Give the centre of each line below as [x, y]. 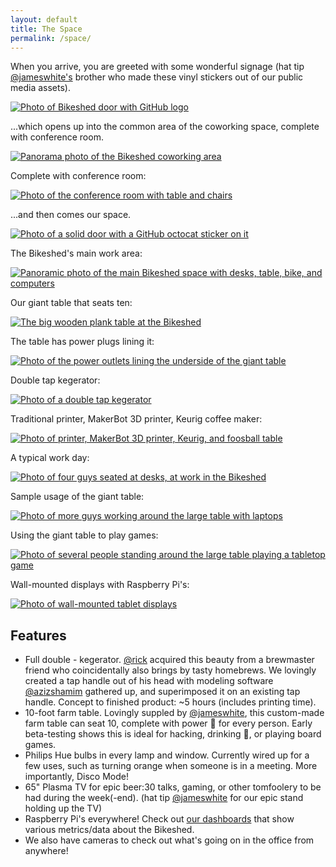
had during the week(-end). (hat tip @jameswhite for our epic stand [164, 798]
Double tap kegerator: [55, 380]
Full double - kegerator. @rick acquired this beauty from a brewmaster [169, 660]
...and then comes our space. [71, 215]
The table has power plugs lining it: [82, 342]
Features [38, 635]
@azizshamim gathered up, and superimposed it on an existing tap [162, 692]
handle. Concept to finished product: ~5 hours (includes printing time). [170, 702]
